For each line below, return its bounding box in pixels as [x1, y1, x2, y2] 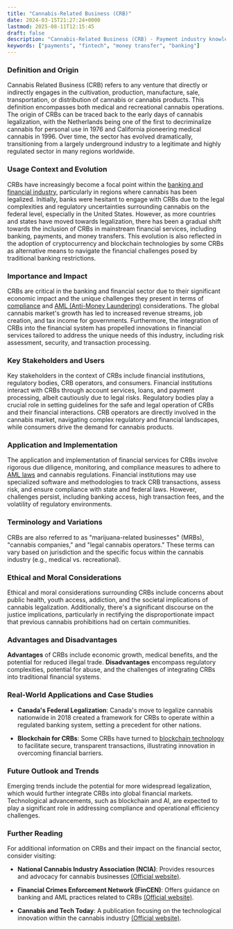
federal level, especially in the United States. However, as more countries [7, 209, 216, 218]
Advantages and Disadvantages [7, 635, 118, 644]
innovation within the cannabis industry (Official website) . [17, 914, 182, 922]
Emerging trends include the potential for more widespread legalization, [7, 781, 212, 790]
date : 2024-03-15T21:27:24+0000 [7, 17, 101, 24]
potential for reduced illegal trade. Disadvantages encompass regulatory [7, 658, 216, 666]
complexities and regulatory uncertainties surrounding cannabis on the [7, 202, 210, 211]
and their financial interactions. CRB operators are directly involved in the [7, 408, 216, 416]
